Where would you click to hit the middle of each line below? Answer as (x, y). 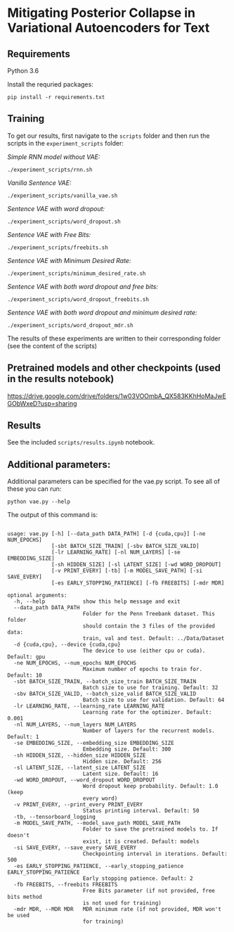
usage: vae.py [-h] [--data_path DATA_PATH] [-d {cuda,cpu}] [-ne (106, 534)
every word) (100, 799)
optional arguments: (38, 596)
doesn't (19, 836)
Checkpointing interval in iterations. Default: (155, 854)
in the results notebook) (61, 379)
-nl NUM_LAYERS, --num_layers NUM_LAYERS (75, 725)
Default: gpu (26, 657)
